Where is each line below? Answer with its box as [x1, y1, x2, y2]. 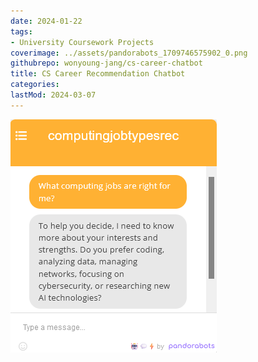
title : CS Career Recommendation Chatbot [10, 69, 186, 79]
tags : [10, 26, 33, 37]
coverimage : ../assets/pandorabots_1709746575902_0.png [10, 48, 248, 58]
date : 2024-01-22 [10, 16, 83, 26]
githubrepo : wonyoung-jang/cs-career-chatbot [10, 58, 203, 69]
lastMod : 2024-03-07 [10, 90, 97, 100]
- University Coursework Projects [10, 37, 155, 47]
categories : [10, 80, 60, 90]
